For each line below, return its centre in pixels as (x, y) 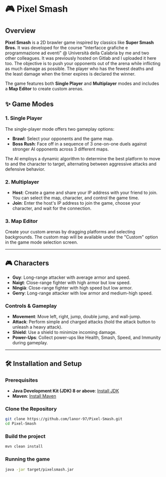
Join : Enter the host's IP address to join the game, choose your (76, 203)
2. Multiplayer (22, 182)
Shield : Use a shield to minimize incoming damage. (64, 332)
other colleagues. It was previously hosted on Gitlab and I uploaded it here (81, 58)
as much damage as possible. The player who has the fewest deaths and (79, 69)
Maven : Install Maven (34, 396)
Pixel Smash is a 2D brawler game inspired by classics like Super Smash (80, 42)
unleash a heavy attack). (37, 327)
